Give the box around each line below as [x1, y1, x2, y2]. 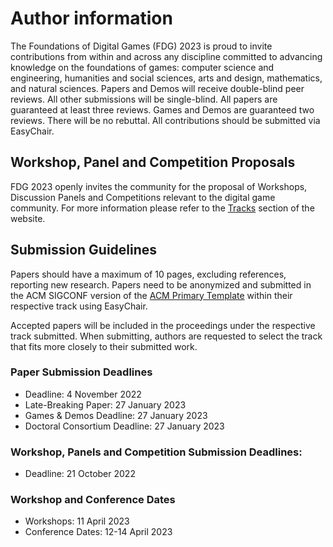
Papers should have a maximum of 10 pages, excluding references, [10, 268, 287, 280]
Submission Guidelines [10, 242, 158, 259]
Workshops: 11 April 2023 [24, 515, 130, 527]
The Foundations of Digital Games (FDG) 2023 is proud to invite [10, 40, 273, 52]
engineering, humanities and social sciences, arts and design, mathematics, [10, 72, 323, 84]
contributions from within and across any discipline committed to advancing [10, 50, 323, 62]
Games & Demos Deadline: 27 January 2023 [24, 409, 208, 421]
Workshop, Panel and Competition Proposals [10, 154, 296, 171]
